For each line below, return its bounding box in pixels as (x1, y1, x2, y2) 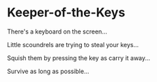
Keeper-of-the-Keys (7, 5, 126, 20)
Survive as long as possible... (7, 67, 90, 75)
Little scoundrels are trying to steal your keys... (7, 40, 139, 49)
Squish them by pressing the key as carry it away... (7, 53, 151, 62)
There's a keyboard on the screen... (7, 27, 108, 36)
